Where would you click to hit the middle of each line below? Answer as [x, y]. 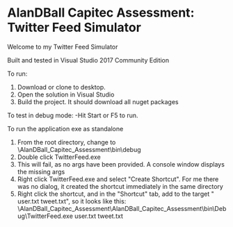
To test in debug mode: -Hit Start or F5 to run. [73, 115]
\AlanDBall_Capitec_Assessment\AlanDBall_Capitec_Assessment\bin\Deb [122, 208]
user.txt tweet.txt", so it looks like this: [72, 201]
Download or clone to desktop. [61, 87]
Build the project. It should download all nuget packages [98, 101]
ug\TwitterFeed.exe [45, 216]
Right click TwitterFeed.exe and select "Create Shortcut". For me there [118, 179]
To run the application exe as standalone [65, 128]
